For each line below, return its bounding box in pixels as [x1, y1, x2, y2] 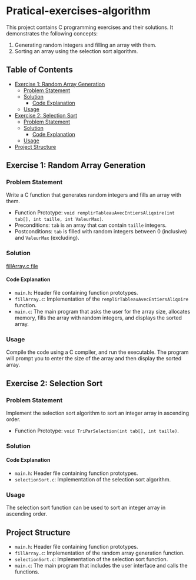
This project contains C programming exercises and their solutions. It [6, 24, 174, 31]
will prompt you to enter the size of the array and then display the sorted [6, 355, 182, 362]
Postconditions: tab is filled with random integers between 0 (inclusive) [14, 228, 187, 235]
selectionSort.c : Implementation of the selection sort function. [14, 556, 168, 563]
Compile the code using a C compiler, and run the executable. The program [6, 348, 189, 356]
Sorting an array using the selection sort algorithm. [14, 47, 138, 54]
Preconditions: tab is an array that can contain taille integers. [14, 221, 167, 229]
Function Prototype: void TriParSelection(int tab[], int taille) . [14, 427, 180, 434]
